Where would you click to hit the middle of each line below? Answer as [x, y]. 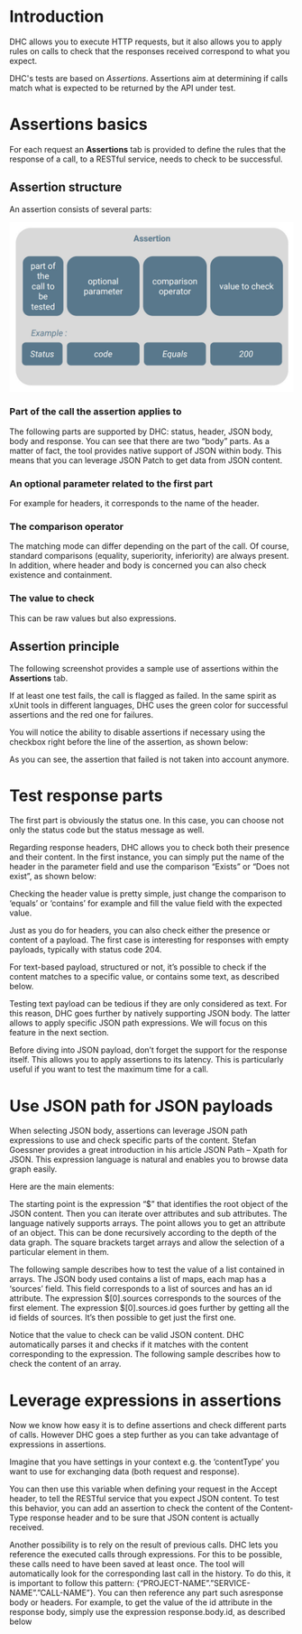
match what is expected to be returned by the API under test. [123, 88]
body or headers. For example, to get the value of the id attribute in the [141, 1602]
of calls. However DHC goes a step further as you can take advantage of [144, 1435]
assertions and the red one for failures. [82, 714]
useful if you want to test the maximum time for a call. [109, 1069]
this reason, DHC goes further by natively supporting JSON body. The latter [150, 1014]
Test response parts [86, 795]
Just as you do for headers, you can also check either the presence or [140, 931]
